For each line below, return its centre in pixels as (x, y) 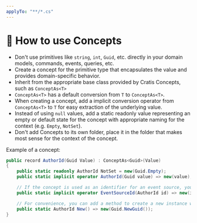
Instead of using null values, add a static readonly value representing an (102, 113)
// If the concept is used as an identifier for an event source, (99, 188)
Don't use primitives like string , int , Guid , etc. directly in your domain (98, 57)
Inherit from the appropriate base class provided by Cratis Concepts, (98, 82)
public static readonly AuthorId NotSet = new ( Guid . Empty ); (91, 171)
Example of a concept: (33, 149)
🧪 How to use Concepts (64, 40)
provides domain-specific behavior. (57, 76)
